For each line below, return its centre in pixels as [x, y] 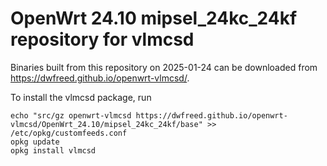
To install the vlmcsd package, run [81, 97]
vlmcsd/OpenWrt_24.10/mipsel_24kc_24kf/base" [106, 124]
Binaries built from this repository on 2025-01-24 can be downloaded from [164, 67]
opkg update [35, 142]
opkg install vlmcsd [53, 150]
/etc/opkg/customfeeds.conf [69, 133]
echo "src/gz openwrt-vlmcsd [71, 115]
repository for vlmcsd [102, 39]
